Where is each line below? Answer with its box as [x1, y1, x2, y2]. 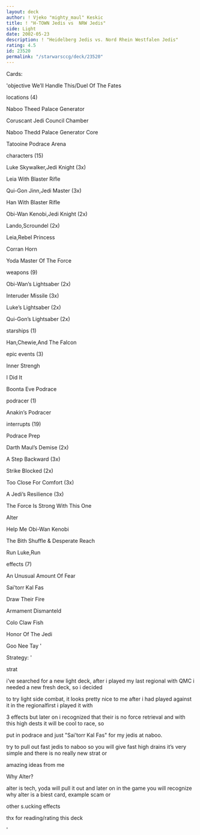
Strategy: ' [6, 654, 32, 661]
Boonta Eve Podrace [6, 385, 57, 392]
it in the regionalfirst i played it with [6, 701, 93, 708]
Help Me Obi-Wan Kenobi [6, 525, 69, 533]
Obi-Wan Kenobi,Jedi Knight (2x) [6, 210, 88, 217]
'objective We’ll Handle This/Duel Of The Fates [6, 82, 122, 89]
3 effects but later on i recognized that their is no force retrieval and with [6, 713, 186, 721]
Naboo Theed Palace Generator [6, 105, 85, 112]
